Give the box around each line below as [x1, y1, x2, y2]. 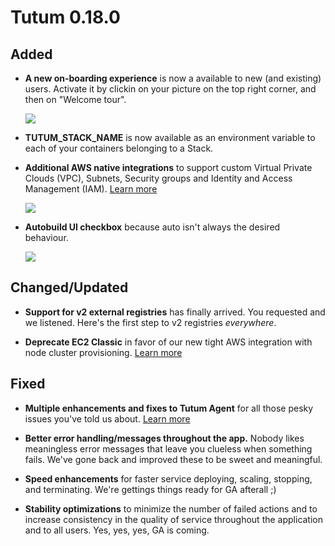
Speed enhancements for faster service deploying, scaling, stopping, [24, 472, 313, 485]
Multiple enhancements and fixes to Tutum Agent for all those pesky [24, 402, 314, 414]
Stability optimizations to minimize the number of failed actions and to [24, 502, 318, 515]
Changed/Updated [10, 279, 129, 296]
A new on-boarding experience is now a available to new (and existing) [24, 72, 322, 84]
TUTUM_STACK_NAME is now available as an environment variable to [24, 132, 316, 143]
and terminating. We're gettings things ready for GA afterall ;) [24, 483, 277, 495]
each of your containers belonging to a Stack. [24, 142, 214, 154]
